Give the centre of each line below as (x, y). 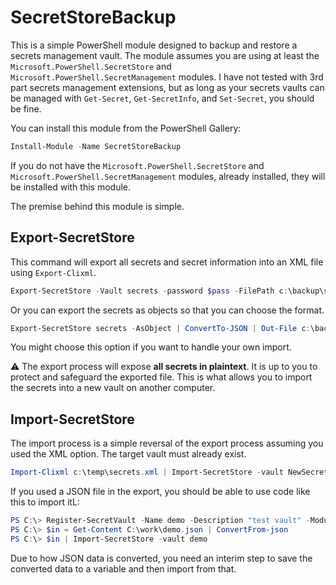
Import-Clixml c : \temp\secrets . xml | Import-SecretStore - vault (147, 472)
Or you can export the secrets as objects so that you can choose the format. (167, 310)
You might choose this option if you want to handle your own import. (151, 347)
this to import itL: (45, 502)
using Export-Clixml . (53, 272)
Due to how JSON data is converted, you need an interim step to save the (161, 558)
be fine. (26, 108)
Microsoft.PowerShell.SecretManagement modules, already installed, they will (168, 176)
